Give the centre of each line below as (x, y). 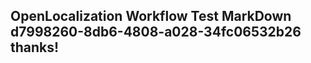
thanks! (35, 47)
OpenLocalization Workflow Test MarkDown (151, 16)
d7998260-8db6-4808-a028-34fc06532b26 (156, 32)
